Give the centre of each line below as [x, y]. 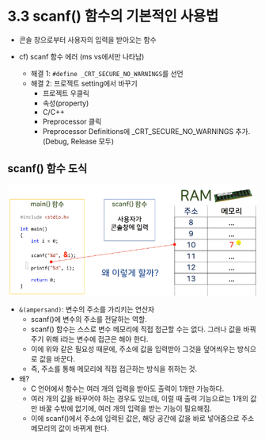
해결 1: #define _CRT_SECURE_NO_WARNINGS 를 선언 [107, 73]
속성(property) [66, 103]
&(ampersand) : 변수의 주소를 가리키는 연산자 [87, 309]
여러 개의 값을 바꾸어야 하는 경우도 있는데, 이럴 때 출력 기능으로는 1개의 [140, 398]
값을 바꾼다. [57, 358]
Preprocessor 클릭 [72, 121]
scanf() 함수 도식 [47, 168]
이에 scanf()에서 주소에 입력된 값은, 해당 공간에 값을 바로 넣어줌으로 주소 [142, 418]
